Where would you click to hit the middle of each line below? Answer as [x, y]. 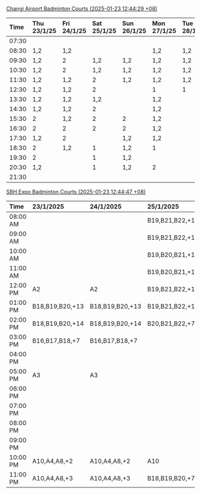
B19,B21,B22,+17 [173, 289]
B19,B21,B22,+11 [173, 220]
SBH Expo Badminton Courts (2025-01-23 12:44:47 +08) [76, 192]
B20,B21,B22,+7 [171, 324]
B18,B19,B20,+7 [171, 478]
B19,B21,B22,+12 [173, 237]
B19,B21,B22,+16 [173, 306]
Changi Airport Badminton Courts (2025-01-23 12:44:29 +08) [82, 9]
